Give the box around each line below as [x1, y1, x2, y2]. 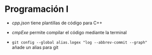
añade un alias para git [11, 44, 58, 50]
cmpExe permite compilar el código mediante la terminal [11, 29, 127, 35]
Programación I [4, 3, 69, 15]
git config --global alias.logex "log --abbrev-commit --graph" [11, 40, 148, 45]
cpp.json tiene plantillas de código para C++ [11, 20, 102, 26]
